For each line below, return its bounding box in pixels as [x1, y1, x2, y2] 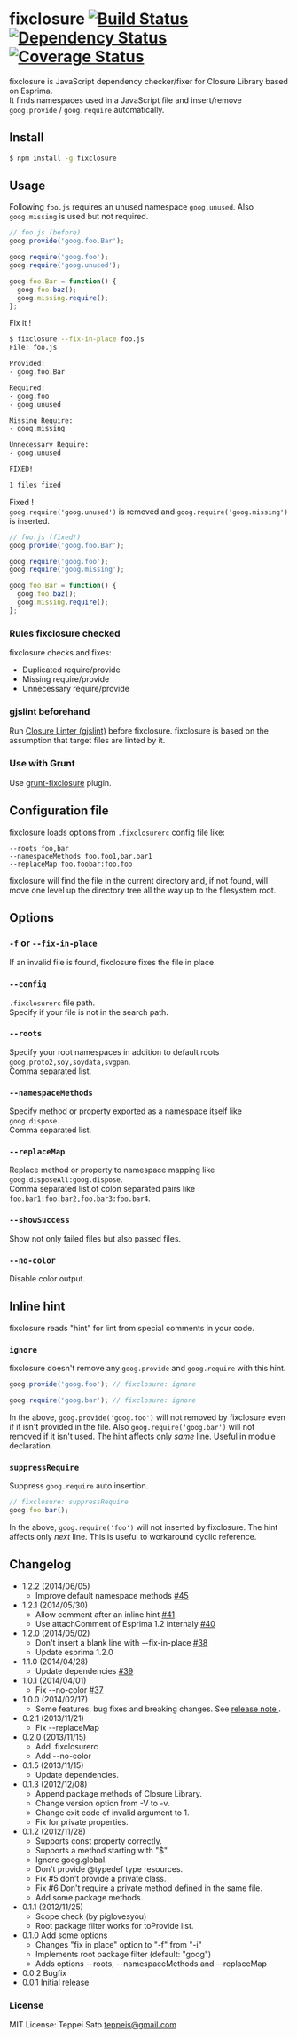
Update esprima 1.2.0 [35, 1646, 113, 1657]
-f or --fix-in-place [9, 937, 98, 949]
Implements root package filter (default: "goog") [35, 1948, 212, 1959]
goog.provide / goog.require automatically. [9, 104, 165, 115]
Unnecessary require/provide [21, 684, 130, 694]
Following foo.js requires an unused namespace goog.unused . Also [9, 202, 254, 212]
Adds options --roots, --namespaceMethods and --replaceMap [35, 1958, 268, 1969]
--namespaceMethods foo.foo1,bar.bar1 [9, 852, 152, 861]
